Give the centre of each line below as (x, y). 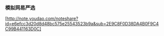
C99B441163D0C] (23, 29)
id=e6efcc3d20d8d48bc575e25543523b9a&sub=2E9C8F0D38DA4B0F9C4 (82, 24)
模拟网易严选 (20, 7)
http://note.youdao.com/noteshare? (42, 18)
